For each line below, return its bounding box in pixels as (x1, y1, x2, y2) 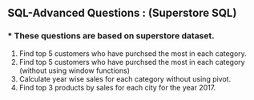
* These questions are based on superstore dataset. (7, 30, 215, 42)
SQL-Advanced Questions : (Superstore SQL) (7, 6, 237, 20)
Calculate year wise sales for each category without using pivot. (18, 74, 232, 83)
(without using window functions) (18, 66, 130, 75)
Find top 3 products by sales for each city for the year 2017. (18, 82, 216, 92)
